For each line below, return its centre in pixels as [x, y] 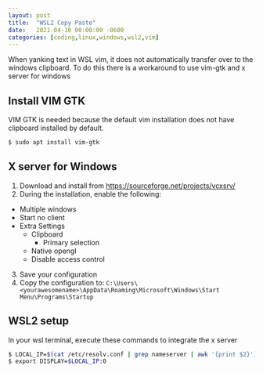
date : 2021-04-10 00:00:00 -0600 [66, 30]
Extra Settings [42, 226]
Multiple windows [48, 209]
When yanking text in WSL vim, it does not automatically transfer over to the [131, 60]
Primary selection [71, 242]
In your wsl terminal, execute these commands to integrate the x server [123, 340]
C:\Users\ [122, 283]
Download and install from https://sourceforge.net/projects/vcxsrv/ [127, 186]
